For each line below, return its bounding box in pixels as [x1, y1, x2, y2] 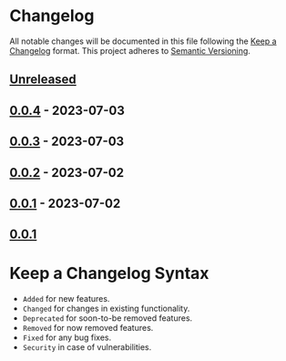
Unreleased [9, 72, 77, 88]
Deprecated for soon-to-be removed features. [22, 313, 193, 324]
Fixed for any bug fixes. [22, 332, 112, 343]
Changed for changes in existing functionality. [22, 303, 190, 315]
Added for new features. [22, 294, 110, 304]
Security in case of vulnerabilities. [22, 342, 152, 353]
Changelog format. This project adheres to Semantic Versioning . [9, 45, 250, 56]
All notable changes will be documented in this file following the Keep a [9, 36, 277, 46]
